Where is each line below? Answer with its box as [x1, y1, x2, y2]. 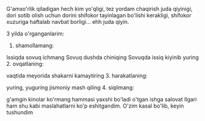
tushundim [6, 109, 34, 116]
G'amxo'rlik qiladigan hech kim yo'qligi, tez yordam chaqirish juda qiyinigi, [6, 5, 193, 12]
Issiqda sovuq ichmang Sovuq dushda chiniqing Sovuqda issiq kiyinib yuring [6, 54, 199, 61]
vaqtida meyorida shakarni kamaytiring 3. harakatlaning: [6, 72, 148, 79]
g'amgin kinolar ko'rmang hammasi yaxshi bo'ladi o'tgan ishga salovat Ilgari [6, 96, 197, 103]
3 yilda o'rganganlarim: [6, 30, 64, 37]
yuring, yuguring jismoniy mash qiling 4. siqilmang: [6, 84, 135, 91]
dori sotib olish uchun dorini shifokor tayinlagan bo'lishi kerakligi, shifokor [6, 12, 192, 19]
